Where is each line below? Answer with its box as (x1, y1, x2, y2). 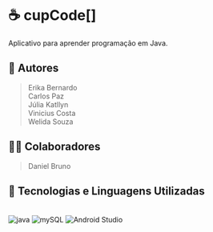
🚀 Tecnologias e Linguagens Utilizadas (8, 184, 206, 198)
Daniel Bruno (27, 161, 71, 170)
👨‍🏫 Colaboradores (8, 140, 101, 154)
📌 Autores (8, 62, 59, 75)
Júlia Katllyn (27, 99, 69, 109)
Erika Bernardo (27, 82, 78, 92)
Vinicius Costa (27, 108, 76, 118)
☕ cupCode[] (8, 6, 97, 25)
